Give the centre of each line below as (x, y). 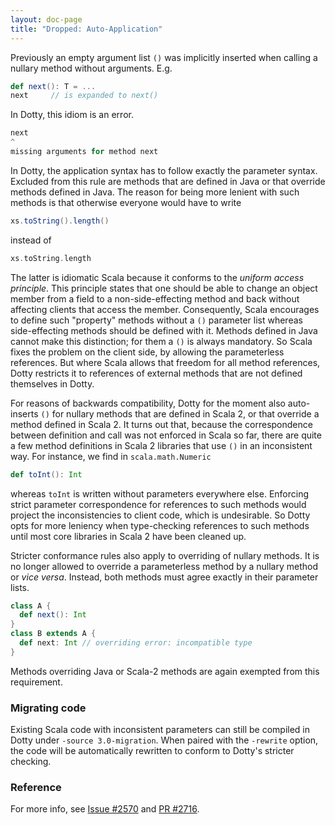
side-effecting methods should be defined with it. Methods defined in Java (164, 330)
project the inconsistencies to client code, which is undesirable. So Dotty (160, 515)
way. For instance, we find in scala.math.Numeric (111, 456)
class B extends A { (53, 634)
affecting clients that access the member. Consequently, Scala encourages (165, 309)
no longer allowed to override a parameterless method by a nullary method (164, 566)
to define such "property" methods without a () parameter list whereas (156, 320)
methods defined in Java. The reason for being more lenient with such (155, 192)
